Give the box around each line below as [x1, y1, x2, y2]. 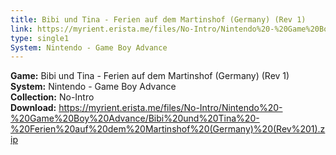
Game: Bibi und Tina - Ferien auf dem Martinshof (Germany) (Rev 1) [10, 70, 290, 82]
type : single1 [10, 33, 70, 43]
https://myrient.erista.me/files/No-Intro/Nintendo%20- [58, 102, 283, 114]
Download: [10, 102, 57, 114]
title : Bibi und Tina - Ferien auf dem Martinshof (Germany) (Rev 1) [10, 14, 307, 25]
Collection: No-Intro [10, 91, 95, 103]
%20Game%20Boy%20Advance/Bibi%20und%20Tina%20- [10, 112, 260, 125]
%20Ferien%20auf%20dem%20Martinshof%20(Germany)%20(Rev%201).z [10, 123, 326, 135]
